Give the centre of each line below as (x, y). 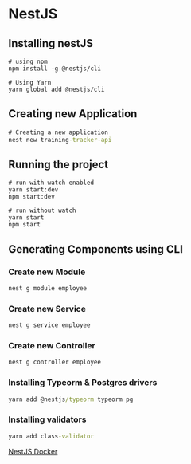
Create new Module (47, 272)
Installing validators (47, 419)
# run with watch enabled (51, 183)
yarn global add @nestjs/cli (57, 89)
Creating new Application (73, 114)
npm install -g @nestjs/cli (55, 69)
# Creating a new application (58, 132)
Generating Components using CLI (95, 249)
